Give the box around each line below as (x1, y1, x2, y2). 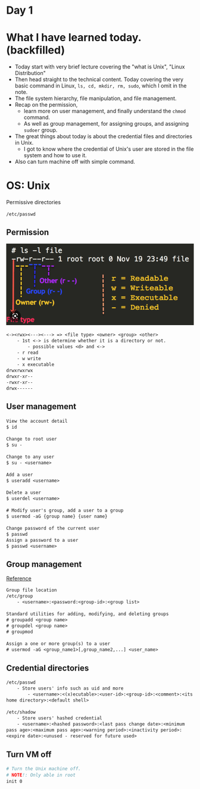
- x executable (17, 361, 55, 367)
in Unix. (14, 139, 34, 146)
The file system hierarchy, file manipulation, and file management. (14, 95, 177, 102)
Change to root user (6, 436, 58, 442)
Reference (6, 575, 32, 582)
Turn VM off (6, 749, 52, 759)
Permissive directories (6, 199, 61, 206)
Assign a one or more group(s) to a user (6, 641, 111, 647)
